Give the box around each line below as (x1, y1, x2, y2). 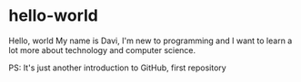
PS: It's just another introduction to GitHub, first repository (8, 62, 226, 73)
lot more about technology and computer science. (8, 44, 196, 55)
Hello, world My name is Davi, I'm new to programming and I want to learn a (8, 35, 293, 46)
